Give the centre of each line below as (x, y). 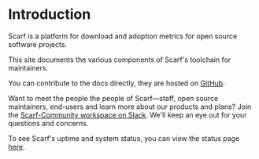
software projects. (38, 44)
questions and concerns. (48, 123)
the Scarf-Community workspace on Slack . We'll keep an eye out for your (128, 114)
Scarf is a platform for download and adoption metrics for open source (123, 36)
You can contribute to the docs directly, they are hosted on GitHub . (117, 83)
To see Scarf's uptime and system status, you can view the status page (124, 138)
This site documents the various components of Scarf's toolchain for (120, 60)
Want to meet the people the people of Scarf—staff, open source (113, 98)
